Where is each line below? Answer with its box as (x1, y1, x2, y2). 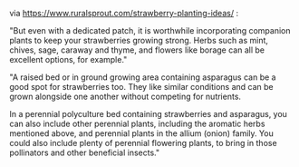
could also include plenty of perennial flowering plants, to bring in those (9, 138, 278, 148)
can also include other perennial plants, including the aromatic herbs (9, 118, 265, 129)
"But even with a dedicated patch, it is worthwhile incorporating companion (9, 25, 291, 35)
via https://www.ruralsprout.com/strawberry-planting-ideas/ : (9, 8, 238, 18)
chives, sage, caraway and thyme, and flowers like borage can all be (9, 44, 265, 55)
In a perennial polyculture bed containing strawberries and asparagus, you (9, 109, 288, 119)
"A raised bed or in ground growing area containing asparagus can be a (9, 72, 276, 83)
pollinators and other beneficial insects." (9, 147, 160, 158)
